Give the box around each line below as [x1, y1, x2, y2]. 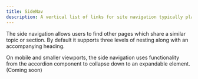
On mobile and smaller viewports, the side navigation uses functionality [6, 54, 180, 61]
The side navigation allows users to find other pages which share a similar [6, 30, 186, 37]
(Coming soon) [6, 66, 42, 73]
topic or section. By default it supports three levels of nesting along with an [6, 36, 189, 43]
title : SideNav [6, 8, 44, 15]
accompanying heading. [6, 42, 65, 50]
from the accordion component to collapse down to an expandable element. [6, 60, 190, 67]
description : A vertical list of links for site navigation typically [6, 14, 183, 20]
